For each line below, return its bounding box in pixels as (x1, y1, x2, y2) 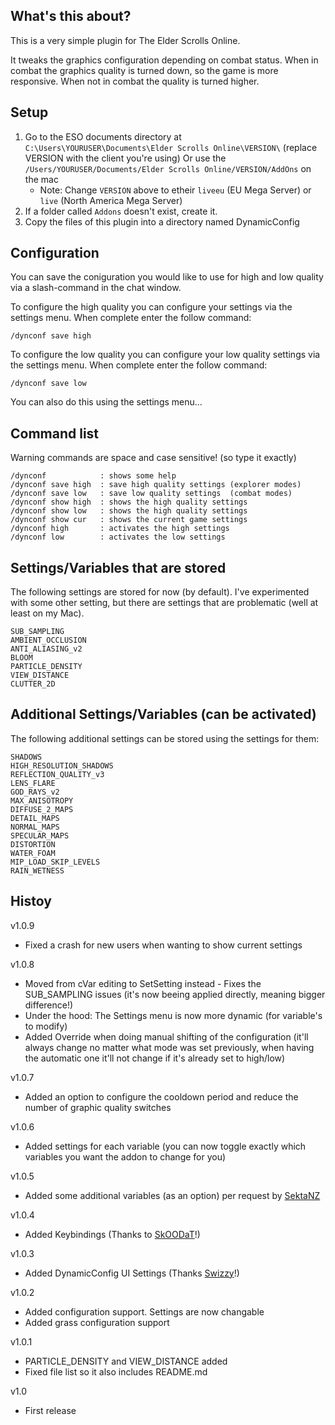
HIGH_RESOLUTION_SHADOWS (10, 760, 114, 771)
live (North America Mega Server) (39, 194, 183, 206)
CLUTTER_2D (10, 679, 56, 689)
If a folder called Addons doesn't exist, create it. (24, 205, 218, 217)
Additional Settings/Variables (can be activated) (10, 706, 317, 723)
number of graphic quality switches (24, 1101, 172, 1113)
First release (24, 1404, 77, 1416)
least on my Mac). (10, 607, 85, 619)
